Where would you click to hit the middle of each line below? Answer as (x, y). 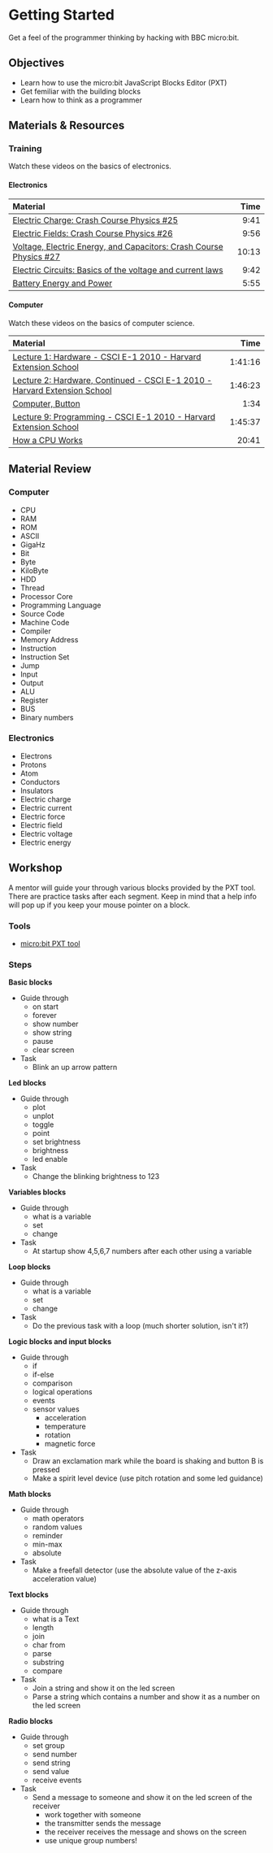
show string (52, 1033)
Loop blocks (30, 1267)
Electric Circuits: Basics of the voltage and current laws (118, 270)
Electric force (43, 816)
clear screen (53, 1050)
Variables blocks (37, 1192)
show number (55, 1024)
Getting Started (62, 15)
